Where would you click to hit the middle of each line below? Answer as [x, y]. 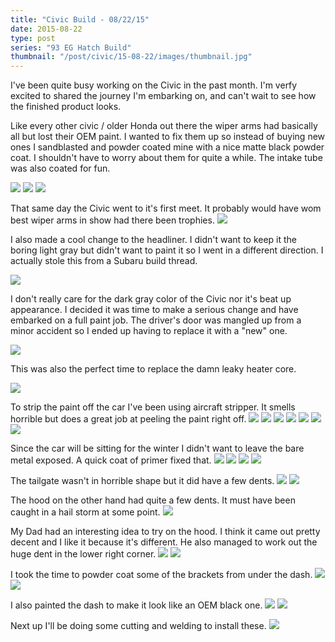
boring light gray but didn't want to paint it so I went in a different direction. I [167, 250]
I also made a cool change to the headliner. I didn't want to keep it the [154, 240]
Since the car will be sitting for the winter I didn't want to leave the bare [157, 448]
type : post [33, 38]
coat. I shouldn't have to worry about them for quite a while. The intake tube [166, 158]
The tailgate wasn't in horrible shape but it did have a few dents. [142, 481]
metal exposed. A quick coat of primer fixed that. [111, 460]
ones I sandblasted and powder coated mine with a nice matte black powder [167, 147]
